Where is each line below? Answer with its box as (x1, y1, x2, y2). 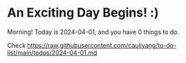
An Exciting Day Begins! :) (7, 5, 159, 21)
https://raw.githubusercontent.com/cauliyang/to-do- (27, 41, 177, 49)
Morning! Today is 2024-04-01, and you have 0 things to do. (7, 28, 180, 36)
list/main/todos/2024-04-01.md (7, 48, 97, 57)
